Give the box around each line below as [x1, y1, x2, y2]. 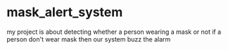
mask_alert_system [6, 4, 123, 20]
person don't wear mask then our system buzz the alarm [6, 35, 171, 43]
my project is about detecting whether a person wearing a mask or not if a [6, 27, 222, 36]
